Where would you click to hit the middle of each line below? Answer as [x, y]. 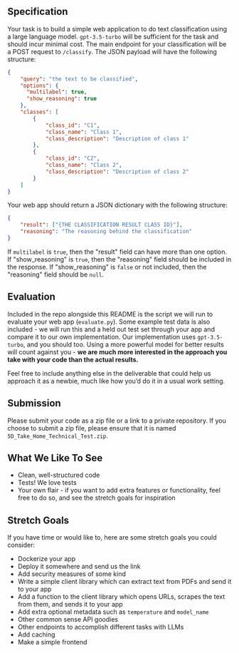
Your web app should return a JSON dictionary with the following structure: [117, 205]
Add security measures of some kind [72, 574]
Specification [38, 12]
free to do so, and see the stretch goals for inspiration [96, 498]
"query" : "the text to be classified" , [79, 79]
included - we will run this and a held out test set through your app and [111, 329]
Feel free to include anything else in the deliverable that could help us [109, 373]
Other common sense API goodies [68, 619]
